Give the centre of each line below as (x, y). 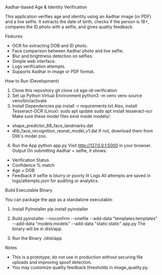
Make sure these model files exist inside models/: (61, 116)
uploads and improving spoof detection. (52, 262)
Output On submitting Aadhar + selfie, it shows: (59, 151)
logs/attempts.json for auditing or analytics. (56, 181)
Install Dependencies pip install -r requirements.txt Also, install (74, 106)
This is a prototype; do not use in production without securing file (77, 257)
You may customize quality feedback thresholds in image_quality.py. (80, 267)
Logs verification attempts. (39, 66)
